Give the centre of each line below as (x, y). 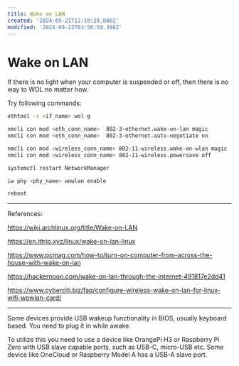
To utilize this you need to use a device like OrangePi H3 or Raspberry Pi (113, 340)
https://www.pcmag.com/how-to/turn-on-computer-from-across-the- (110, 255)
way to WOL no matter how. (48, 90)
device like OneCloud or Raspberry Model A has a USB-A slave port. (107, 355)
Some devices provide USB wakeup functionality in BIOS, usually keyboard (117, 318)
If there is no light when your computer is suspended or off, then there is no (118, 82)
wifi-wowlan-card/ (34, 298)
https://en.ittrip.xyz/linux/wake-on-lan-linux (71, 242)
